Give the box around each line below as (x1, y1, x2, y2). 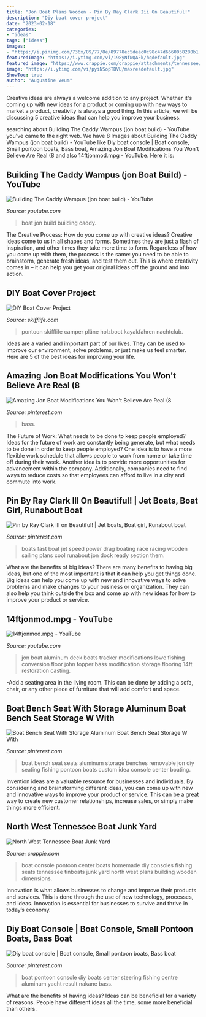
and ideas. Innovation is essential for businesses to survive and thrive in (6, 899, 188, 907)
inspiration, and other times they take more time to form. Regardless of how (6, 244, 197, 251)
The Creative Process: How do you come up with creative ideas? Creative (6, 231, 193, 238)
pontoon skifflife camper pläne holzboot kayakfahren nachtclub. (21, 328, 183, 335)
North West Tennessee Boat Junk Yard (6, 821, 158, 832)
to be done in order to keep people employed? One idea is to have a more (6, 445, 192, 453)
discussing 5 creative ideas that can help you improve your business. (6, 114, 181, 121)
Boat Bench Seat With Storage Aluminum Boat (6, 703, 186, 713)
